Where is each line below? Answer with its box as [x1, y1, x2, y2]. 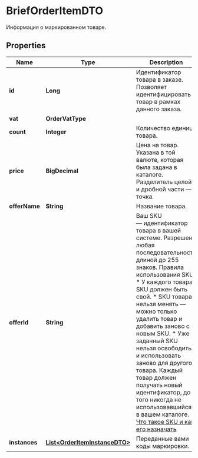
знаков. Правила [136, 263, 184, 271]
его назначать [136, 425, 177, 433]
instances [9, 438, 38, 446]
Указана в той [136, 148, 176, 157]
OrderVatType [45, 114, 87, 122]
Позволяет [136, 82, 167, 91]
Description [149, 58, 183, 66]
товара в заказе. [136, 75, 184, 84]
